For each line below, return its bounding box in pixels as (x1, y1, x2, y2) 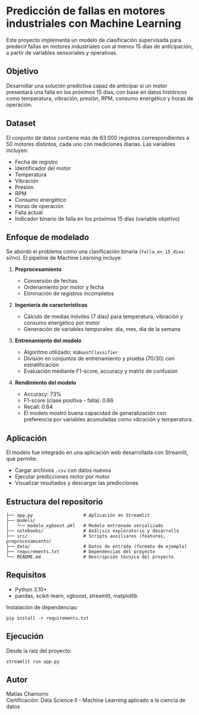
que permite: (6, 455, 37, 462)
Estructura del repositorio (6, 496, 103, 506)
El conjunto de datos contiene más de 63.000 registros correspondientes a (6, 134, 189, 141)
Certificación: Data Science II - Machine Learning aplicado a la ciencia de (6, 697, 186, 704)
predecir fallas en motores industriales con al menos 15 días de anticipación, (6, 43, 193, 50)
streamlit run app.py (6, 659, 60, 664)
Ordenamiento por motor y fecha (23, 284, 104, 291)
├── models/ (6, 518, 36, 524)
